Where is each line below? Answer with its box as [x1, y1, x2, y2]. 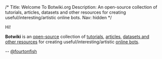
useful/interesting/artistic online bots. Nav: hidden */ [5, 15, 112, 20]
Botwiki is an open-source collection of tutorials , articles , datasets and [5, 34, 150, 39]
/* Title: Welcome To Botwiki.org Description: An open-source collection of [5, 4, 158, 10]
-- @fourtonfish [5, 49, 37, 54]
